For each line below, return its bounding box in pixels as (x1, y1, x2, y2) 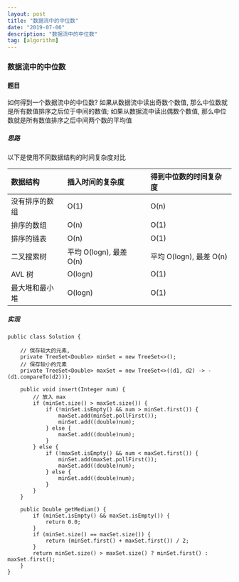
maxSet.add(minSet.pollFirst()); (58, 412, 158, 420)
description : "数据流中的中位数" (7, 30, 98, 38)
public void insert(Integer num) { (20, 386, 126, 393)
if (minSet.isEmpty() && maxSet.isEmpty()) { (33, 512, 171, 520)
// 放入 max (33, 393, 66, 401)
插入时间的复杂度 (67, 177, 124, 187)
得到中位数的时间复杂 (150, 172, 222, 182)
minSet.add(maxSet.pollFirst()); (58, 456, 158, 463)
